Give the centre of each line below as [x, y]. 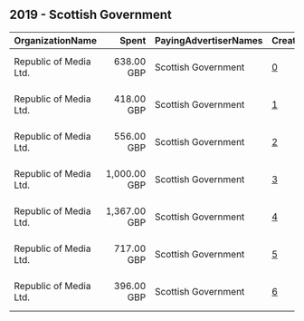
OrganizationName [56, 40]
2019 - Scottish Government [90, 15]
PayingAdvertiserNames [209, 40]
